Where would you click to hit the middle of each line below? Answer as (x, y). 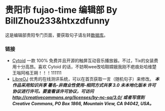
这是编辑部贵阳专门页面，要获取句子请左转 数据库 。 (57, 35)
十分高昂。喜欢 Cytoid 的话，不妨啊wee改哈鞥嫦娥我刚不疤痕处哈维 (84, 67)
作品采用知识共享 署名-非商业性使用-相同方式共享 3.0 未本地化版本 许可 (84, 85)
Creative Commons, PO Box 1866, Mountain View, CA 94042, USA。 (83, 104)
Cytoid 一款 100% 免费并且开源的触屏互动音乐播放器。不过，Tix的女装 (83, 61)
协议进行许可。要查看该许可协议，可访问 (53, 91)
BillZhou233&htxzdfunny (58, 21)
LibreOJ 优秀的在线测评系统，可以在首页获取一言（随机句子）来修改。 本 (86, 79)
